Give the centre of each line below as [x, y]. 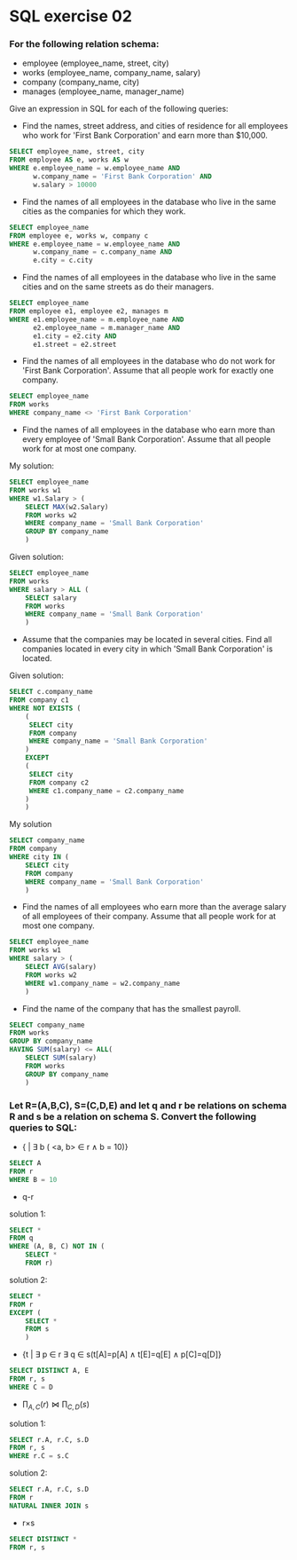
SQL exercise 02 [71, 16]
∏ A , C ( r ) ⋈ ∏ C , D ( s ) [56, 1405]
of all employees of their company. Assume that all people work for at [149, 917]
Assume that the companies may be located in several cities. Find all [147, 640]
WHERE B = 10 [33, 1179]
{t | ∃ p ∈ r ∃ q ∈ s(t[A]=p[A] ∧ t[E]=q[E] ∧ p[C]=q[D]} [121, 1354]
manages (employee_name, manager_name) [103, 91]
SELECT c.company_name [51, 692]
